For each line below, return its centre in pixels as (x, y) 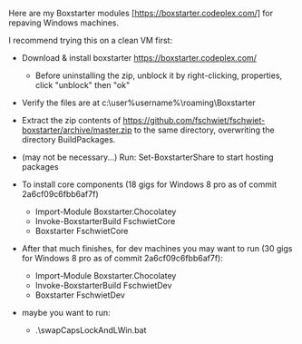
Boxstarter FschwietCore (82, 231)
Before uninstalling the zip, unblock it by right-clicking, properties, (159, 75)
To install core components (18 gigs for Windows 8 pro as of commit (149, 184)
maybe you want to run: (66, 313)
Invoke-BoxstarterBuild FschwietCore (105, 221)
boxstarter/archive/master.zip (77, 130)
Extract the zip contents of (71, 120)
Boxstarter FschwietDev (80, 295)
